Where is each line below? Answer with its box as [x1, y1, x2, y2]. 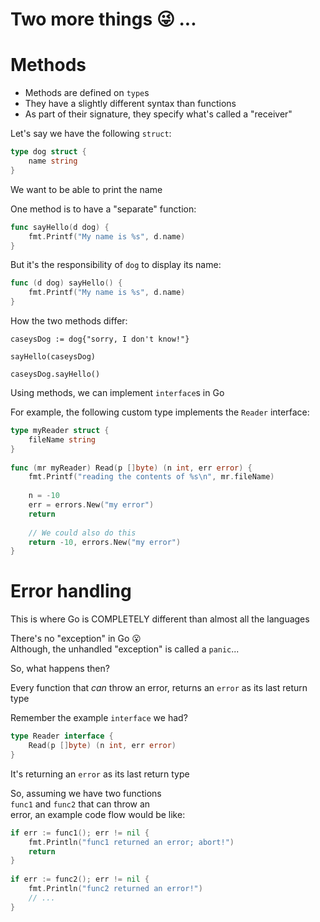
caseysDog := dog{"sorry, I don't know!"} [10, 334, 190, 344]
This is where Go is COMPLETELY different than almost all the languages [10, 613, 310, 625]
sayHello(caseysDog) [10, 352, 97, 362]
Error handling [10, 580, 132, 603]
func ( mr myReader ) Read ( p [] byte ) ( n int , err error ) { [10, 463, 253, 473]
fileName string [28, 434, 97, 445]
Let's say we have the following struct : [10, 128, 172, 140]
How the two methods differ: [10, 315, 128, 327]
